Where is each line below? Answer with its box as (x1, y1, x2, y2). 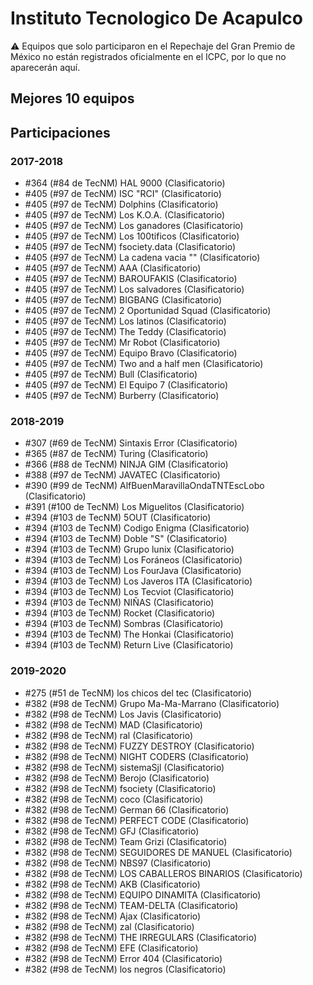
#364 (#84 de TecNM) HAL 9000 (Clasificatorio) (24, 177, 226, 189)
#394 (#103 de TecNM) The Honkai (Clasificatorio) (24, 628, 235, 641)
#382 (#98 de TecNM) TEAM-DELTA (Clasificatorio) (24, 899, 239, 911)
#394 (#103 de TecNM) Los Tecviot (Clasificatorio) (24, 586, 235, 598)
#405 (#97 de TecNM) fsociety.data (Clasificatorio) (24, 241, 237, 253)
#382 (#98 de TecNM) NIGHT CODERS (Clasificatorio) (24, 750, 250, 762)
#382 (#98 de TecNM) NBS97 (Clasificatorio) (24, 857, 212, 869)
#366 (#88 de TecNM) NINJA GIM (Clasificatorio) (24, 458, 229, 471)
